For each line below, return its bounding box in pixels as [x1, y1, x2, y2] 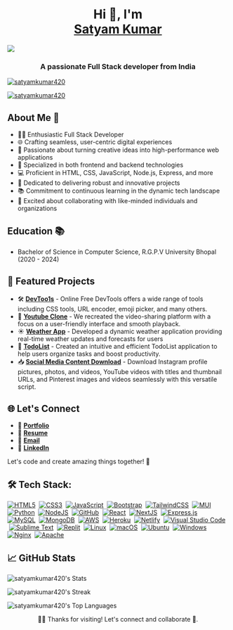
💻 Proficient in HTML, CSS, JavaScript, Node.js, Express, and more [17, 169, 213, 177]
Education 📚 [7, 225, 65, 238]
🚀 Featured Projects [7, 276, 95, 288]
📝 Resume [17, 429, 48, 437]
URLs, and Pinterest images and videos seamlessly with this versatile [17, 375, 218, 383]
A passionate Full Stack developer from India [40, 61, 196, 71]
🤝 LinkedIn [17, 444, 49, 452]
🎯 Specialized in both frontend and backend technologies [17, 161, 184, 169]
